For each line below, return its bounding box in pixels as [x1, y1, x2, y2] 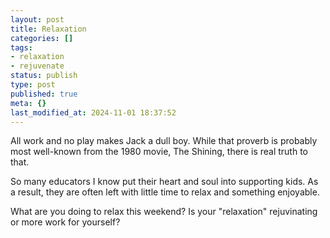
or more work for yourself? [10, 216, 121, 228]
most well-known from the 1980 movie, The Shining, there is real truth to [10, 146, 308, 158]
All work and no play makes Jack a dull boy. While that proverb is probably [10, 135, 318, 147]
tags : [10, 42, 33, 53]
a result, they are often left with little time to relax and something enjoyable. [10, 186, 320, 198]
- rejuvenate [10, 61, 65, 71]
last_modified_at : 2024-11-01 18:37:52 [10, 107, 177, 118]
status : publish [10, 71, 78, 81]
